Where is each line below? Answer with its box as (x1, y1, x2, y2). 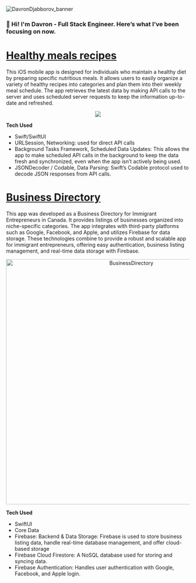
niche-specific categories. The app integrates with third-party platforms (6, 222, 179, 229)
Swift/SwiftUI (14, 133, 47, 140)
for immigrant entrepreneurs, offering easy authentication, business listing (6, 241, 185, 248)
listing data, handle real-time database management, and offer (14, 539, 165, 546)
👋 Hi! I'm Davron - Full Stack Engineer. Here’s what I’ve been (6, 20, 179, 28)
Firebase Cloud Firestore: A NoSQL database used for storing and (14, 551, 173, 558)
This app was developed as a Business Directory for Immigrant (6, 210, 157, 217)
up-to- (169, 93, 185, 100)
